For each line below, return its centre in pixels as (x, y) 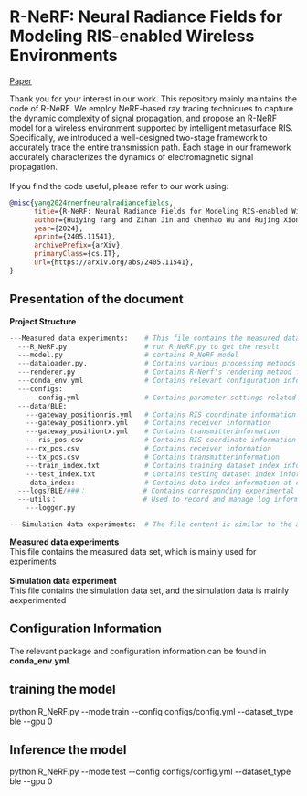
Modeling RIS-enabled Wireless (132, 36)
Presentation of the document (97, 299)
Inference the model (68, 750)
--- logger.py (51, 508)
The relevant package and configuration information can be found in (138, 651)
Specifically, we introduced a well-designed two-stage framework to (138, 137)
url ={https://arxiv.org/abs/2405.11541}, (114, 262)
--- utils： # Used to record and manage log (144, 500)
